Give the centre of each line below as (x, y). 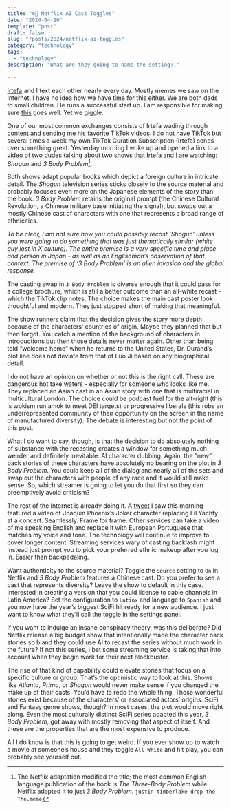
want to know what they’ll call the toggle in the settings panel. (95, 615)
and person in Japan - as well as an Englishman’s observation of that (106, 256)
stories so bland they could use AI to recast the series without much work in (114, 642)
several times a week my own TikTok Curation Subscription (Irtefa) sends (111, 140)
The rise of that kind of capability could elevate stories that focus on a (106, 670)
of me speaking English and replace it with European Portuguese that (105, 528)
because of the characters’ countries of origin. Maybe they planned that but (114, 327)
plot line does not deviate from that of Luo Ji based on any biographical (108, 356)
